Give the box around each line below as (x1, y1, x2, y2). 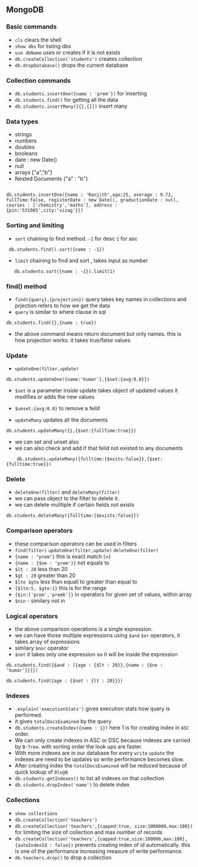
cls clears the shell (14, 36, 62, 43)
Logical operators (6, 612, 58, 620)
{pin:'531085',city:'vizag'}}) (6, 208, 84, 214)
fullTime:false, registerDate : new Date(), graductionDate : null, (6, 197, 179, 203)
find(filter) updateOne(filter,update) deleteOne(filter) (14, 547, 159, 553)
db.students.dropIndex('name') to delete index (14, 781, 130, 788)
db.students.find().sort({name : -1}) (8, 247, 105, 252)
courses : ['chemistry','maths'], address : (6, 202, 118, 208)
